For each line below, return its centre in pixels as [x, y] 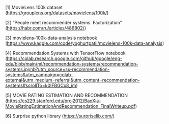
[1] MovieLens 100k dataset [34, 7]
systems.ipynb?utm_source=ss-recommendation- [58, 69]
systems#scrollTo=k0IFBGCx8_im [41, 85]
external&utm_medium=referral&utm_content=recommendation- [73, 80]
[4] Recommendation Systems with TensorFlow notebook [65, 53]
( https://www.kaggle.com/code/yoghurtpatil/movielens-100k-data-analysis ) [85, 43]
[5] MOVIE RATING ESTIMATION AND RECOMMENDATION [67, 95]
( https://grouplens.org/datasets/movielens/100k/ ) [57, 13]
